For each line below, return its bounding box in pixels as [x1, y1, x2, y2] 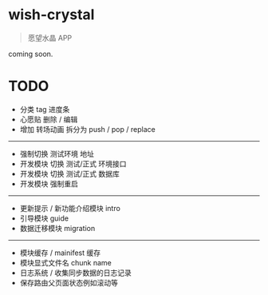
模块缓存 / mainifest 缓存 [19, 248, 101, 257]
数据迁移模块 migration [19, 223, 96, 233]
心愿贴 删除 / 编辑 [19, 114, 78, 124]
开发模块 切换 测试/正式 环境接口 [19, 158, 127, 169]
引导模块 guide [19, 213, 69, 223]
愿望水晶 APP [27, 33, 73, 42]
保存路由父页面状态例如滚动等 [19, 277, 118, 287]
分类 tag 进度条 [19, 104, 70, 114]
